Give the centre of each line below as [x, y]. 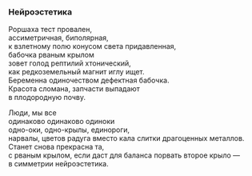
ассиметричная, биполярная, [59, 38]
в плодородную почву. [47, 98]
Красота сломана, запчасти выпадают [74, 89]
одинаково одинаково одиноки [62, 122]
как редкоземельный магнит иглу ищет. [77, 72]
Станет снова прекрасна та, [56, 147]
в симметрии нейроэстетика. [59, 164]
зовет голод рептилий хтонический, [70, 63]
